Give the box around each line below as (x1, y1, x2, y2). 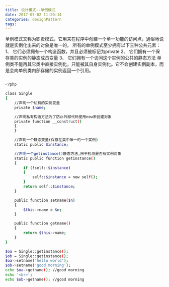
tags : (5, 21, 17, 27)
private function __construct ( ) (14, 119, 82, 124)
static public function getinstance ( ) (14, 156, 96, 161)
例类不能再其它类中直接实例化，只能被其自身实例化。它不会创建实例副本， (5, 61, 159, 67)
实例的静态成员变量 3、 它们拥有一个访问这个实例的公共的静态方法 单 (18, 55, 162, 61)
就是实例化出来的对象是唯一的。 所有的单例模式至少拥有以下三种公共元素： (5, 42, 161, 48)
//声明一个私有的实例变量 (14, 100, 60, 105)
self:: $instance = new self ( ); (32, 175, 98, 180)
